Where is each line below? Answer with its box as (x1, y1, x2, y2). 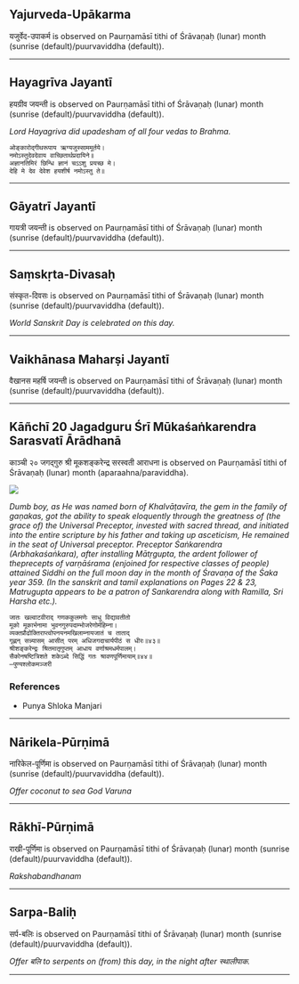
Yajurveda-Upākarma (9, 7, 132, 22)
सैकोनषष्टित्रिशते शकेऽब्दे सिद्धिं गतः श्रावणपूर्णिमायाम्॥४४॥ (9, 652, 153, 661)
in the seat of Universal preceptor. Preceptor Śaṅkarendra (9, 539, 222, 549)
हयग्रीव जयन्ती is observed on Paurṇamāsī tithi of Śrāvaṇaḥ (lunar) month (9, 98, 264, 110)
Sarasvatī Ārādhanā (9, 434, 122, 449)
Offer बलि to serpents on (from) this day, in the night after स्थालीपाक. (9, 956, 251, 966)
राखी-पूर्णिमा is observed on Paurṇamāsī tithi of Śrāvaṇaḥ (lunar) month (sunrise (9, 843, 290, 854)
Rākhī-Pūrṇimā (9, 819, 95, 835)
